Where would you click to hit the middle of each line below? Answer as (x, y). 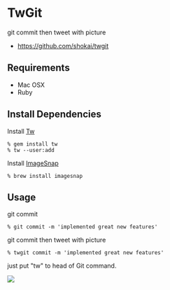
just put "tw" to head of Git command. (62, 266)
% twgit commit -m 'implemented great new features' (86, 253)
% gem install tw (33, 144)
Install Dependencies (54, 115)
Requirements (38, 68)
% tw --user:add (31, 150)
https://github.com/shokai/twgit (63, 46)
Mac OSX (31, 85)
